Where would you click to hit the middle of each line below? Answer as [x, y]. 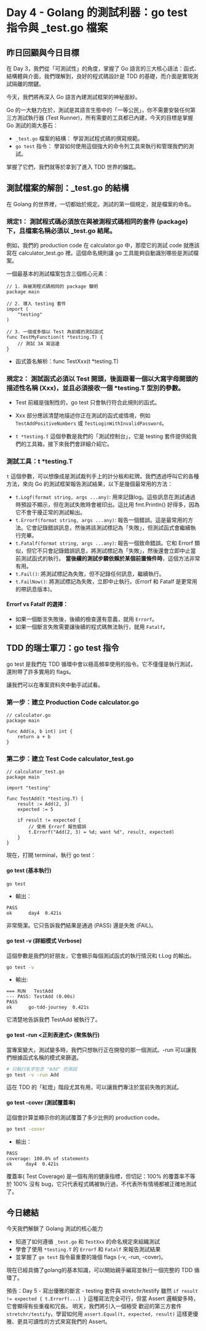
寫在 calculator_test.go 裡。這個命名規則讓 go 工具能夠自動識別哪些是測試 [100, 253]
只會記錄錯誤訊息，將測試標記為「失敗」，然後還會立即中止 [116, 550]
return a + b [34, 737]
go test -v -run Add [33, 1075]
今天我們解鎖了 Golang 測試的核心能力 [55, 1229]
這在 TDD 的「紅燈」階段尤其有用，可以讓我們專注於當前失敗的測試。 [94, 1087]
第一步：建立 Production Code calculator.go [73, 702]
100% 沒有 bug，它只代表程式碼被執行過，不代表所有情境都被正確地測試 [105, 1183]
